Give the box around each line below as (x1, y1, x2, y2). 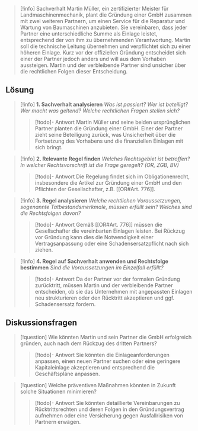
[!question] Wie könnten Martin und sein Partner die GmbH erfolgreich (20, 333, 192, 340)
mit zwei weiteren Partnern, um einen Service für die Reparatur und (20, 18, 185, 24)
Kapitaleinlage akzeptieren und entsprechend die (34, 364, 155, 371)
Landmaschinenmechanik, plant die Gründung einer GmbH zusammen (20, 11, 192, 18)
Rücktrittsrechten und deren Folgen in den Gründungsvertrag (34, 406, 184, 413)
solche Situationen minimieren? (20, 388, 97, 395)
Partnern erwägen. (34, 418, 81, 425)
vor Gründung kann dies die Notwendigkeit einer (34, 233, 154, 240)
